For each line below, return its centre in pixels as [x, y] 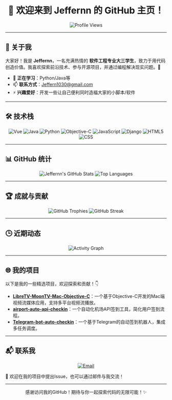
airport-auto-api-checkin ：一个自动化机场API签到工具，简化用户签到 [86, 309]
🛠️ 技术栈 [20, 117]
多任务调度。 [26, 328]
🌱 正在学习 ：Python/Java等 [41, 78]
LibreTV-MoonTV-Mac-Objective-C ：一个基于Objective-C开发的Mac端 [89, 296]
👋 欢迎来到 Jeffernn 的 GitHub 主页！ [86, 11]
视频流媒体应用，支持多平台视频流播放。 [55, 303]
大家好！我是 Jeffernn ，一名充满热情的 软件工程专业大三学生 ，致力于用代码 [85, 61]
